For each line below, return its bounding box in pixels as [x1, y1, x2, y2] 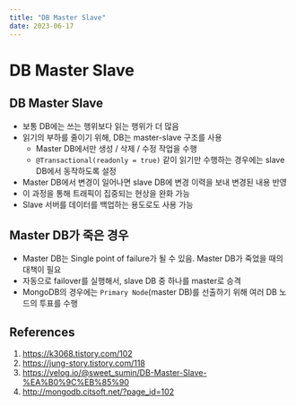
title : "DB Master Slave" [9, 13, 106, 22]
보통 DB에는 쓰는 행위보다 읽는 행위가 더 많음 [22, 120, 179, 131]
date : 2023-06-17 [9, 22, 74, 30]
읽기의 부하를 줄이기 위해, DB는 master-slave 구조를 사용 [22, 132, 222, 143]
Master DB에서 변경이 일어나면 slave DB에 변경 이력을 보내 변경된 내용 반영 [22, 177, 287, 187]
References [9, 324, 75, 340]
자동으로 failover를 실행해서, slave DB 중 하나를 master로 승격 [22, 275, 242, 287]
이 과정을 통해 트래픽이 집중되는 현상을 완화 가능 [22, 187, 190, 198]
